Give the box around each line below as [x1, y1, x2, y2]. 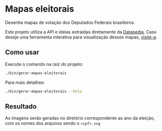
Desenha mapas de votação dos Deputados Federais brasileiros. [5, 19, 136, 25]
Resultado [5, 102, 37, 111]
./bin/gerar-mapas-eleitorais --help [5, 89, 82, 94]
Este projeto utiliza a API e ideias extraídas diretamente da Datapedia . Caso [5, 29, 157, 35]
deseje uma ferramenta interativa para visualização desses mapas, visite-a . [5, 34, 158, 40]
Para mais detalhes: [5, 79, 45, 85]
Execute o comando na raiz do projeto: [5, 61, 83, 67]
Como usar [5, 48, 40, 56]
